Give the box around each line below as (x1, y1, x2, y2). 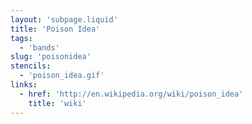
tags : (10, 33, 33, 43)
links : (10, 80, 38, 90)
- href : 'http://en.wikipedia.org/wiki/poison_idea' (19, 89, 244, 99)
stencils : (10, 61, 52, 71)
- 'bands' (19, 42, 60, 53)
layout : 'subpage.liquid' (10, 14, 118, 25)
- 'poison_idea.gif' (19, 71, 105, 81)
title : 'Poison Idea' (10, 24, 101, 34)
